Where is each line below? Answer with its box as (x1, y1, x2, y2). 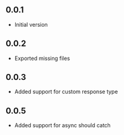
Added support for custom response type (14, 88, 119, 96)
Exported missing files (14, 54, 70, 62)
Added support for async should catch (14, 122, 111, 129)
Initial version (14, 21, 48, 28)
